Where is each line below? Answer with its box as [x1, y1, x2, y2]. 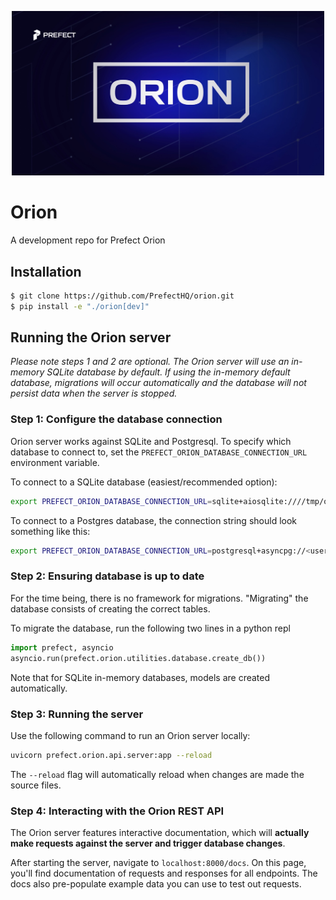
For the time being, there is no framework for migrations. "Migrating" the [10, 592, 309, 604]
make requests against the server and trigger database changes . [10, 837, 286, 850]
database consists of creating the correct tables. [10, 602, 211, 615]
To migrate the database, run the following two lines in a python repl [10, 622, 291, 634]
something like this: [10, 525, 91, 537]
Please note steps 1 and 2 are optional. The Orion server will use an [10, 356, 290, 368]
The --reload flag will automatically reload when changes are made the [10, 768, 305, 780]
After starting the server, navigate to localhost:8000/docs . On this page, [10, 857, 307, 869]
